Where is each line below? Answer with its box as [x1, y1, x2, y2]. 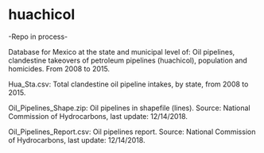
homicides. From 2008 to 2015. [8, 63, 110, 73]
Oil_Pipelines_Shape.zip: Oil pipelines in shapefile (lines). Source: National [8, 103, 250, 113]
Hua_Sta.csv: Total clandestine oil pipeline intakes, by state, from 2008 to [8, 79, 249, 89]
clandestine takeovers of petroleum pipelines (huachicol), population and [8, 55, 248, 65]
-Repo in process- [8, 32, 68, 41]
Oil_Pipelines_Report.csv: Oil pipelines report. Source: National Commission [8, 127, 256, 136]
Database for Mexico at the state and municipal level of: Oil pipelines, [8, 47, 235, 56]
